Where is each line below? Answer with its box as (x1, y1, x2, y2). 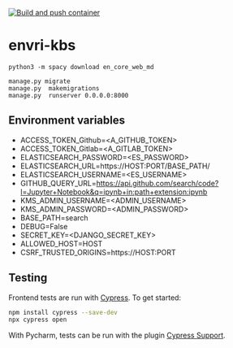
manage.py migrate (8, 77, 71, 85)
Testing (8, 271, 48, 285)
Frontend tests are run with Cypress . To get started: (8, 293, 181, 302)
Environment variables (8, 114, 126, 128)
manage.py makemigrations (8, 84, 100, 93)
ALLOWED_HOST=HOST (19, 238, 103, 248)
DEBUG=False (19, 221, 68, 231)
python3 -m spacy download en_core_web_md (8, 63, 154, 71)
